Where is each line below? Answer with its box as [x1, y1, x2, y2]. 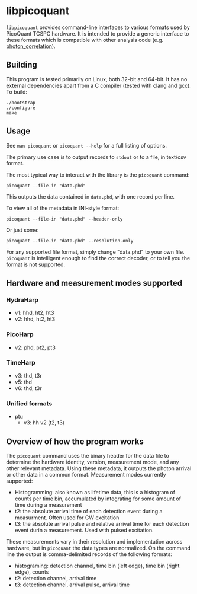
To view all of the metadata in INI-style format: [6, 205, 120, 212]
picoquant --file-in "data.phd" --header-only [6, 216, 123, 222]
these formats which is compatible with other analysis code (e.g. [6, 36, 164, 43]
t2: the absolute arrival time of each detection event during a [14, 507, 163, 515]
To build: [6, 88, 28, 95]
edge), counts [14, 568, 49, 576]
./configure [6, 105, 35, 111]
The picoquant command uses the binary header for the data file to [6, 452, 170, 459]
